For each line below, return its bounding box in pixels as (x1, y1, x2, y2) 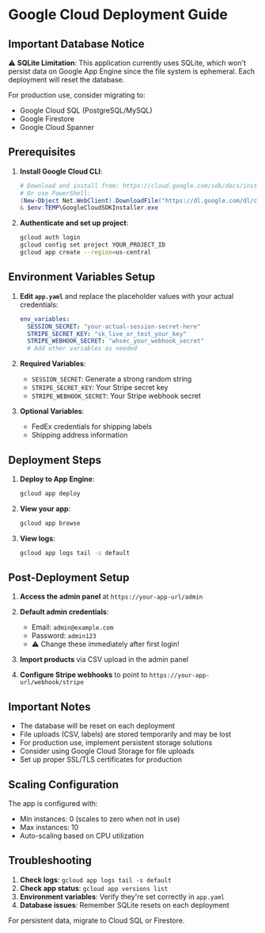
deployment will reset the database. (8, 75, 125, 84)
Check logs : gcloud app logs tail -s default (19, 874, 172, 885)
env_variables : (19, 315, 70, 323)
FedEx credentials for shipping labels (31, 422, 153, 431)
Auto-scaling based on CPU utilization (19, 831, 144, 840)
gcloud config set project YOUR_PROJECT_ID (19, 241, 166, 249)
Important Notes (8, 700, 91, 713)
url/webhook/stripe (19, 679, 85, 686)
